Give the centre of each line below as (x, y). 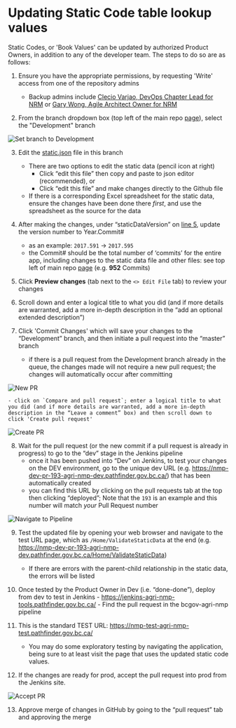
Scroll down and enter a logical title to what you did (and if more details (121, 302)
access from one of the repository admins (78, 83)
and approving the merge (55, 717)
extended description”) (51, 317)
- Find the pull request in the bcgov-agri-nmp (163, 604)
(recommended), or (67, 181)
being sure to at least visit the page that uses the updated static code (129, 654)
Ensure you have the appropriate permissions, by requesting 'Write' (115, 76)
